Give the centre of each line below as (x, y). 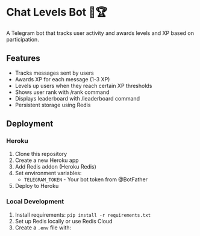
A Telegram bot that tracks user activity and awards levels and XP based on (100, 33)
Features (23, 58)
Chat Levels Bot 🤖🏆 (57, 12)
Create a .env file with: (43, 228)
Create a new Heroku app (47, 160)
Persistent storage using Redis (53, 105)
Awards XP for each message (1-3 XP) (62, 79)
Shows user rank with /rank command (62, 92)
